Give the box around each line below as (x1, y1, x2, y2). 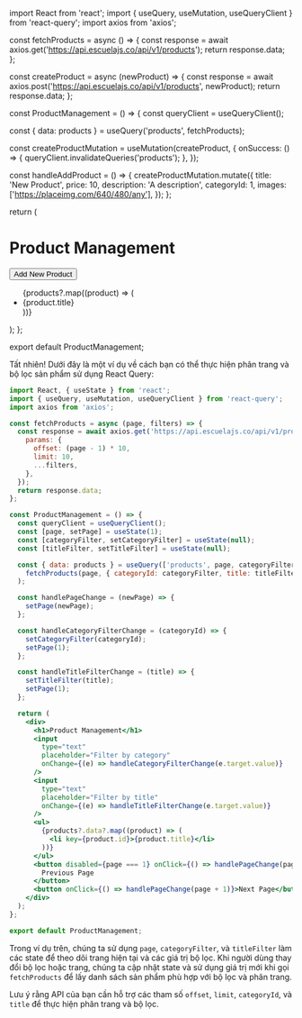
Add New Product (13, 269, 73, 278)
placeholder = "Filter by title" (41, 793, 159, 802)
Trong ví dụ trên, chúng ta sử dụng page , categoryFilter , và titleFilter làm (9, 942, 292, 953)
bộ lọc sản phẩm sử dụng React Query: (9, 368, 155, 379)
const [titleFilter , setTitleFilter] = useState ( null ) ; (17, 544, 231, 553)
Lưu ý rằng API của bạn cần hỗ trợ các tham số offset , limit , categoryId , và (9, 988, 292, 999)
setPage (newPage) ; (25, 602, 94, 611)
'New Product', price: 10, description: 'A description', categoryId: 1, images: (9, 179, 288, 190)
